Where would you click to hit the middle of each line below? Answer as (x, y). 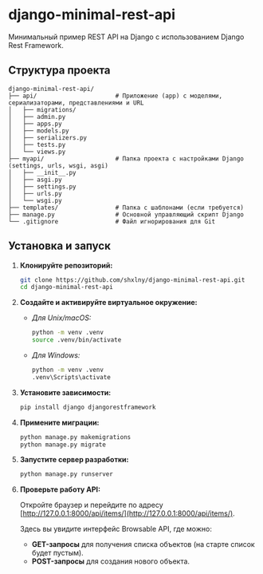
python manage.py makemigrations (75, 437)
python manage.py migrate (63, 445)
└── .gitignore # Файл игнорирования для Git (112, 221)
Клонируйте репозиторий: (66, 265)
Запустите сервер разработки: (74, 460)
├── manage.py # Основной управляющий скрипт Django (126, 214)
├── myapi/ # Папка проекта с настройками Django (126, 158)
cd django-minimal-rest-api (66, 287)
